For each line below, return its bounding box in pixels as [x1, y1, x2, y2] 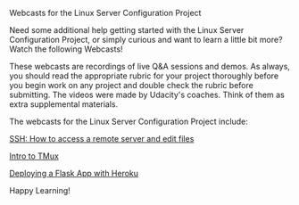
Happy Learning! [9, 185, 71, 195]
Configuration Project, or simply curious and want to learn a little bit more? [9, 35, 283, 45]
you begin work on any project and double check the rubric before [9, 80, 254, 90]
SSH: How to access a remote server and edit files [9, 134, 195, 143]
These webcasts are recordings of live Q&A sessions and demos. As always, [9, 61, 290, 71]
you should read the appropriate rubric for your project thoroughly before [9, 70, 279, 81]
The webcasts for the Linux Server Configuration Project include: [9, 116, 248, 127]
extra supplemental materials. [9, 99, 119, 110]
